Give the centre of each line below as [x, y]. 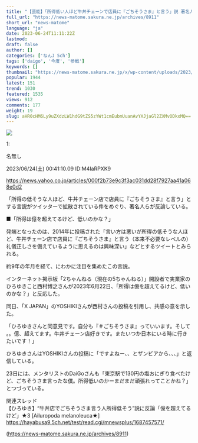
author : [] [19, 50]
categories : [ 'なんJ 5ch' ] [38, 56]
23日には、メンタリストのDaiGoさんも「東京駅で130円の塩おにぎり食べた [96, 374]
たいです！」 [22, 341]
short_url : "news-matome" [38, 22]
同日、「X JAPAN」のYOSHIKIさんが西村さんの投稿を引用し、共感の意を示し [98, 306]
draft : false [22, 45]
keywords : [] [22, 67]
